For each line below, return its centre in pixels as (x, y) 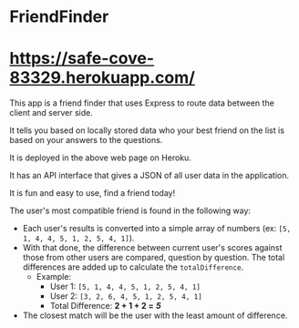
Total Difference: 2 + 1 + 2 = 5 (105, 306)
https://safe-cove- (82, 59)
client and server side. (51, 113)
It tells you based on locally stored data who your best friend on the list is (147, 130)
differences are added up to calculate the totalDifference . (133, 267)
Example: (53, 277)
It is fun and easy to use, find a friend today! (93, 193)
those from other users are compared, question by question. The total (154, 258)
